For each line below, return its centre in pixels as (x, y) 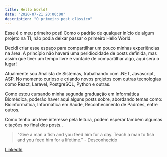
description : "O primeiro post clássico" (49, 19)
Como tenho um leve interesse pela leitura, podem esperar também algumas (84, 120)
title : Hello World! (27, 10)
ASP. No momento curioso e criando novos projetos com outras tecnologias (83, 79)
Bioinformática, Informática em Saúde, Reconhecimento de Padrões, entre (82, 105)
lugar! (11, 64)
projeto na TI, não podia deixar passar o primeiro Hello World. (69, 38)
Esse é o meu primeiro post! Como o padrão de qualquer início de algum (80, 33)
